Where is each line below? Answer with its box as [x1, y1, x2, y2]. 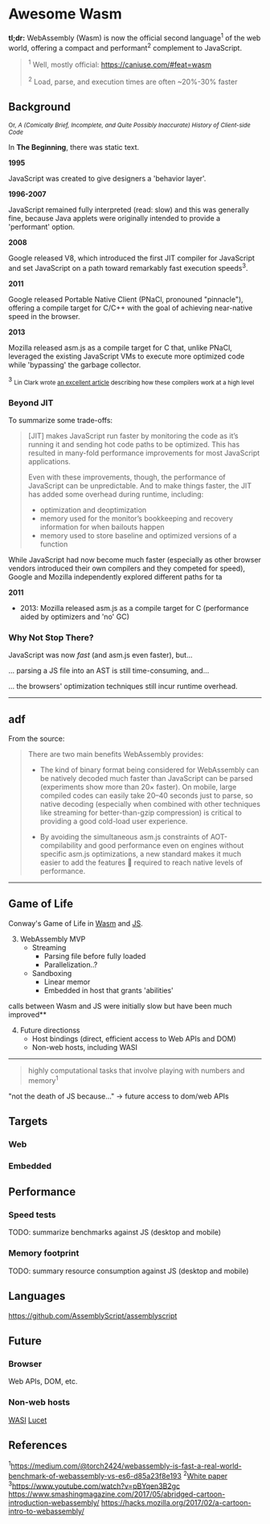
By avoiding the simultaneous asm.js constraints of [39, 832, 209, 842]
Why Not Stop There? [8, 632, 94, 643]
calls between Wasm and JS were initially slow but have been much [8, 1001, 232, 1011]
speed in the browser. [8, 312, 80, 322]
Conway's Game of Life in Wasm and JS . [8, 918, 143, 928]
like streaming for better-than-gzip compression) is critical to [39, 808, 243, 818]
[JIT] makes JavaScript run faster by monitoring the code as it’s [27, 430, 239, 440]
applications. [27, 456, 71, 466]
